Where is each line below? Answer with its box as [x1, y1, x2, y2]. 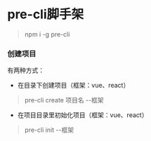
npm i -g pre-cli [24, 29, 70, 39]
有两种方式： [7, 66, 44, 74]
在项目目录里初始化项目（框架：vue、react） [17, 111, 148, 119]
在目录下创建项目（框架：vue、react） [17, 81, 130, 90]
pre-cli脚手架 [7, 6, 84, 22]
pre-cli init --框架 [24, 126, 74, 134]
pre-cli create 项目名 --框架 [24, 96, 104, 105]
